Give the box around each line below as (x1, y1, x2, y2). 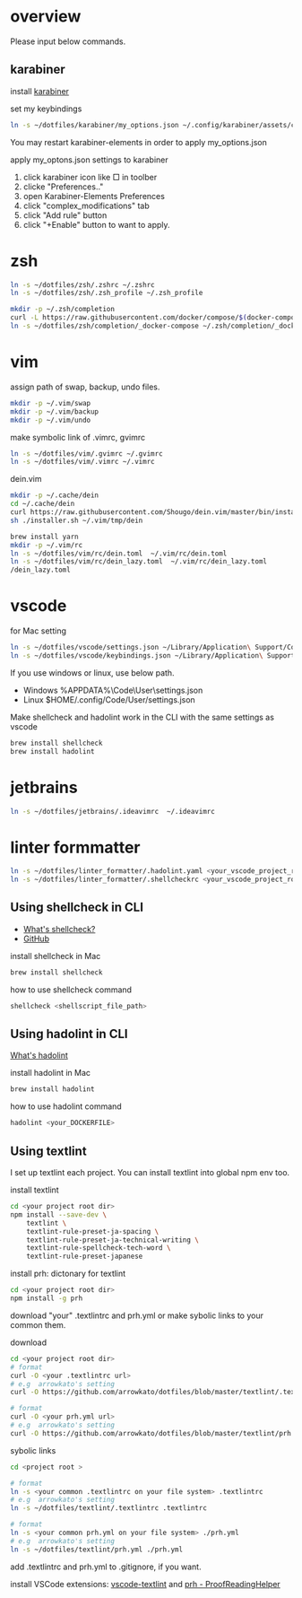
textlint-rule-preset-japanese (26, 1252, 143, 1262)
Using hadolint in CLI (10, 1026, 128, 1042)
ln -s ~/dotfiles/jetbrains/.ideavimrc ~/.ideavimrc (10, 807, 216, 816)
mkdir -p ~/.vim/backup (10, 406, 99, 416)
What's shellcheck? (22, 923, 96, 934)
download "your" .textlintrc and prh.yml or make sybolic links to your (10, 1310, 263, 1321)
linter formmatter (10, 837, 141, 858)
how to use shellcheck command (10, 984, 133, 995)
